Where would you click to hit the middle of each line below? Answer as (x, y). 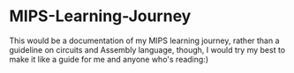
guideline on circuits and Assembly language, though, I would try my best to (147, 49)
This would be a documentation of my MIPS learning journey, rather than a (144, 40)
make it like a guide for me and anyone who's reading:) (109, 59)
